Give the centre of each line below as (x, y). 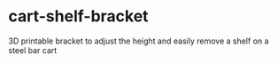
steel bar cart (33, 50)
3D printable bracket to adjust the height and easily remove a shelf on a (139, 41)
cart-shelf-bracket (78, 16)
